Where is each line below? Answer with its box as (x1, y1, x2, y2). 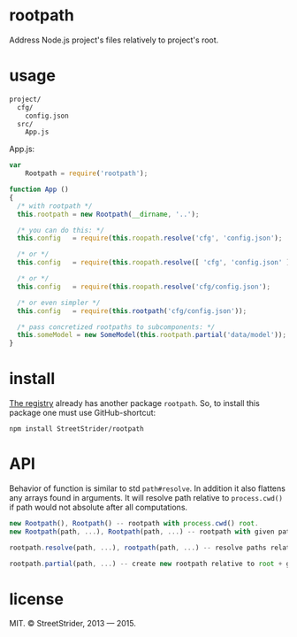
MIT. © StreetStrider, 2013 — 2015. (9, 618, 137, 629)
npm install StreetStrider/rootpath (9, 425, 144, 434)
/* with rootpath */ (17, 201, 93, 211)
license (9, 589, 65, 609)
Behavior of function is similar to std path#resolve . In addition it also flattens (9, 483, 286, 494)
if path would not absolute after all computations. (9, 502, 188, 512)
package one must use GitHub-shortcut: (9, 408, 156, 418)
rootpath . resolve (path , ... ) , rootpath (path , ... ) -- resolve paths (9, 543, 267, 552)
